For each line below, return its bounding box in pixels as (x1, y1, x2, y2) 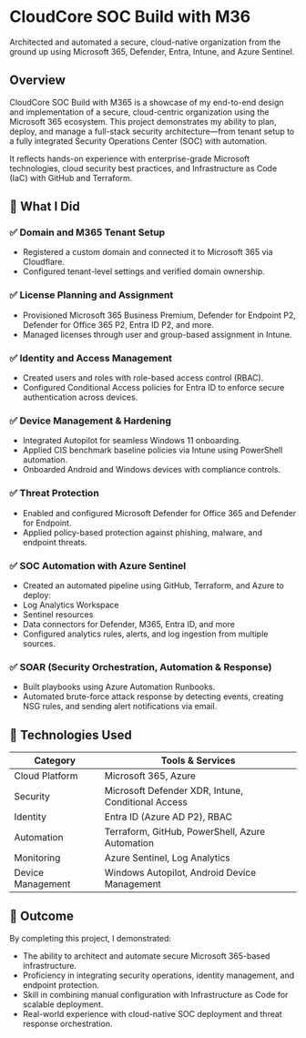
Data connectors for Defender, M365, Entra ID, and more (22, 618, 235, 629)
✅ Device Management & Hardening (9, 414, 171, 427)
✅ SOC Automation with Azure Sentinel (9, 559, 187, 572)
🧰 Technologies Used (9, 727, 132, 743)
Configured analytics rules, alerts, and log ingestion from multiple (22, 628, 269, 639)
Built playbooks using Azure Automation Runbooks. (22, 681, 216, 693)
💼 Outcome (9, 909, 75, 924)
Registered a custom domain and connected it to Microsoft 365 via (22, 247, 273, 258)
